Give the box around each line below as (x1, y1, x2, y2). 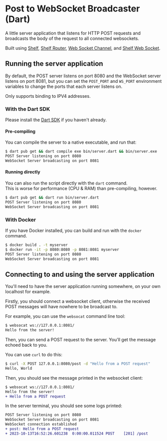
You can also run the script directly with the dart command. (5, 180, 128, 186)
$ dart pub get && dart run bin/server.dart (5, 195, 99, 200)
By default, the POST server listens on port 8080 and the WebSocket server (5, 73, 161, 79)
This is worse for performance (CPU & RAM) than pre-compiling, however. (5, 186, 158, 192)
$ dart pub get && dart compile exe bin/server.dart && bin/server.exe (5, 149, 157, 154)
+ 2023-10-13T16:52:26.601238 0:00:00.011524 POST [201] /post (5, 431, 149, 436)
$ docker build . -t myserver (5, 242, 68, 247)
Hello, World (5, 366, 32, 371)
